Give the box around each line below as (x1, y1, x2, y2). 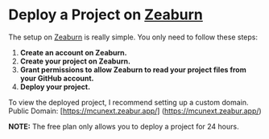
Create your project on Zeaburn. (19, 56, 131, 66)
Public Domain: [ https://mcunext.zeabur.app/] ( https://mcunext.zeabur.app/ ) (8, 106, 262, 116)
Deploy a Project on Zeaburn (8, 6, 204, 24)
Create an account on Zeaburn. (19, 47, 127, 57)
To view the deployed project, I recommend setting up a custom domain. (8, 97, 249, 107)
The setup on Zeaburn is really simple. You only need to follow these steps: (8, 32, 259, 42)
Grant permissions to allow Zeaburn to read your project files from (19, 64, 247, 74)
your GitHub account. (19, 73, 94, 83)
